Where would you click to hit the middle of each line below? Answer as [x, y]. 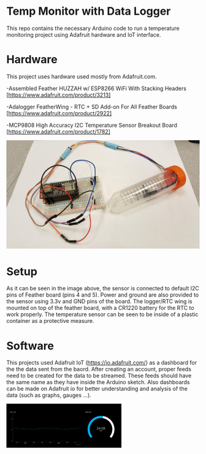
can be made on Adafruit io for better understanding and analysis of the [97, 389]
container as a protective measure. [50, 321]
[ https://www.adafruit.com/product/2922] [59, 113]
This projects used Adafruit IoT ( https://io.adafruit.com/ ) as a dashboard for [102, 363]
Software [30, 346]
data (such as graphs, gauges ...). [49, 395]
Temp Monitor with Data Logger [89, 11]
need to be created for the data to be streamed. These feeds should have [99, 376]
